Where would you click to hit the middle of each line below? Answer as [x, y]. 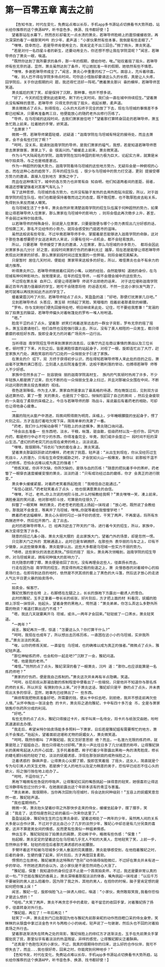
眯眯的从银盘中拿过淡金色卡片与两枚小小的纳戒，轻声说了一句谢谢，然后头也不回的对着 [80, 923]
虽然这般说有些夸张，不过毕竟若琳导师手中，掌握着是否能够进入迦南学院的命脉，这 [83, 234]
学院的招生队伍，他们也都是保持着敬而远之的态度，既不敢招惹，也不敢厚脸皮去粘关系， [84, 197]
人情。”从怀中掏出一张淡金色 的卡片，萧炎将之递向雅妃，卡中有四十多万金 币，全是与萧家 [83, 703]
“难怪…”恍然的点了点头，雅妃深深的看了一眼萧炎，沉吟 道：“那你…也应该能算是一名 [84, 667]
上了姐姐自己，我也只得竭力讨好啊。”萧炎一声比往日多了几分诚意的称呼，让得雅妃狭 [88, 745]
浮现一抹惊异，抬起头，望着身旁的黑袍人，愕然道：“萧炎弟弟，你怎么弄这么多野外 [83, 603]
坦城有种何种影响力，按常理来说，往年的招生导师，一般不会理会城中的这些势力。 [75, 276]
